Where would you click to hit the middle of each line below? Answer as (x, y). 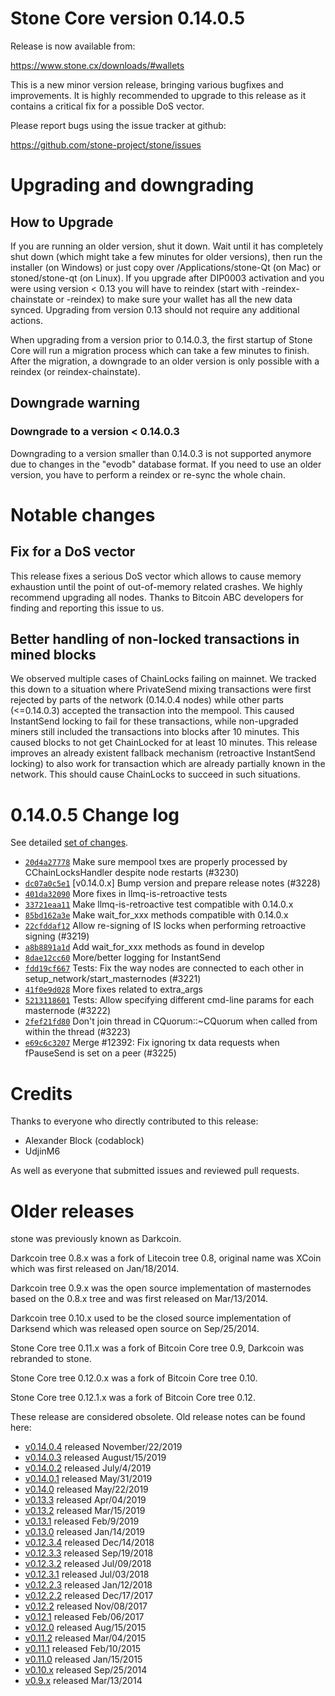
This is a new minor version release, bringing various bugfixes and (147, 84)
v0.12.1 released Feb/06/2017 (84, 1617)
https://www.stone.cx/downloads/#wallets (97, 65)
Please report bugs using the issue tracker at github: (118, 125)
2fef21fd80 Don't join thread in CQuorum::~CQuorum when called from (171, 1021)
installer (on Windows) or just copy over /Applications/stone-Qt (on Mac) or (166, 267)
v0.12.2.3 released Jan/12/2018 (88, 1585)
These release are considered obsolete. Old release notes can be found (158, 1417)
